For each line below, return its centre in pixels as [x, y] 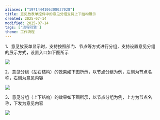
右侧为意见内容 [28, 78]
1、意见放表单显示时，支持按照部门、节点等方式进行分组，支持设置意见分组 [80, 46]
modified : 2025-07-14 [27, 23]
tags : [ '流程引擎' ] [23, 28]
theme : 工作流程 [20, 32]
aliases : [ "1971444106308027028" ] [40, 9]
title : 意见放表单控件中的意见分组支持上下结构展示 [50, 14]
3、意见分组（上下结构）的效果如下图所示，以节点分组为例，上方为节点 [76, 97]
